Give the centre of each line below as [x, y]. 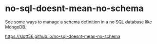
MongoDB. [16, 27]
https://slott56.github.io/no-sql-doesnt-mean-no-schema [63, 36]
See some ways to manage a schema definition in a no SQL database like [78, 22]
